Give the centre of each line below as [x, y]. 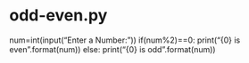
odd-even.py [58, 16]
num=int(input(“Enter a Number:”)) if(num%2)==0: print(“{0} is [125, 40]
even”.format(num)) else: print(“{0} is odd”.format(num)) [112, 49]
